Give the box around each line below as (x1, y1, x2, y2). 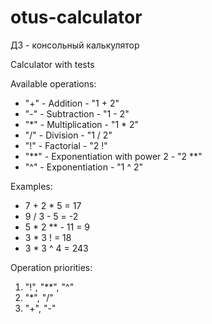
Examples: (10, 180, 53, 192)
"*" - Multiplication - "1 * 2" (24, 118, 140, 130)
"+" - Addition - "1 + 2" (24, 97, 120, 109)
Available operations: (10, 77, 97, 90)
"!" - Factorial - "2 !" (24, 139, 108, 151)
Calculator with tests (10, 58, 95, 70)
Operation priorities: (10, 261, 93, 273)
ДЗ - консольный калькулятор (10, 39, 140, 51)
